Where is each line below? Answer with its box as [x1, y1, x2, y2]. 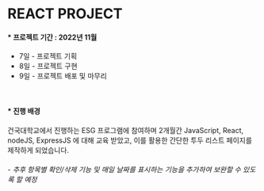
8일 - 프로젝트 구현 [18, 61, 78, 71]
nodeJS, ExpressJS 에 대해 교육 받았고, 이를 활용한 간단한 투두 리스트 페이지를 [7, 136, 253, 145]
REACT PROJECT [7, 5, 124, 23]
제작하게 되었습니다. [7, 145, 69, 155]
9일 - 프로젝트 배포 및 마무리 [18, 71, 108, 81]
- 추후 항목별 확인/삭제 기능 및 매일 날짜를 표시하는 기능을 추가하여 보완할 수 [7, 165, 241, 174]
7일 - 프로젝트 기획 [18, 52, 78, 61]
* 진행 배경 [7, 106, 40, 116]
